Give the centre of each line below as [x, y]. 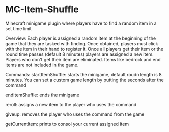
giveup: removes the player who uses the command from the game [75, 114]
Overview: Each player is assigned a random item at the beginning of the [81, 38]
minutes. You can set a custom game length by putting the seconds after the [84, 80]
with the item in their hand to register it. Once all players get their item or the [84, 49]
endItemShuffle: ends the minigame [42, 95]
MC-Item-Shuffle [42, 9]
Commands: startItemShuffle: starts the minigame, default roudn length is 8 [84, 74]
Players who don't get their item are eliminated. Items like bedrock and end [83, 59]
